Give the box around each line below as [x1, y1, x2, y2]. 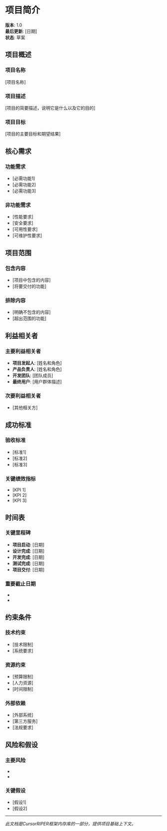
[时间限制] [12, 686, 34, 692]
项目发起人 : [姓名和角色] [12, 360, 62, 366]
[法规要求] [12, 724, 34, 731]
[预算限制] [12, 674, 34, 680]
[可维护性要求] [12, 232, 42, 238]
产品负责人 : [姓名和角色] [12, 366, 62, 372]
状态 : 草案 [5, 34, 25, 40]
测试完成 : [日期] [12, 560, 45, 566]
